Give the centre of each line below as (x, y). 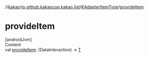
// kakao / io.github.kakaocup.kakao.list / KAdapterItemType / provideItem (74, 7)
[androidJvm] (19, 39)
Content (13, 45)
